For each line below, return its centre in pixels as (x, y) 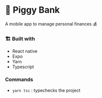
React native (25, 51)
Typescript (23, 67)
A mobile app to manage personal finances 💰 (51, 24)
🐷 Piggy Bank (33, 10)
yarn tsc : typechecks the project (46, 90)
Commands (19, 79)
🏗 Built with (20, 39)
